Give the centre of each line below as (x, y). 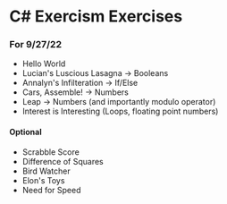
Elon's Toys (43, 180)
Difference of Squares (63, 161)
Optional (25, 132)
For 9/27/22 (36, 45)
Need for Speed (52, 190)
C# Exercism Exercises (96, 17)
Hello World (44, 64)
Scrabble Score (51, 152)
